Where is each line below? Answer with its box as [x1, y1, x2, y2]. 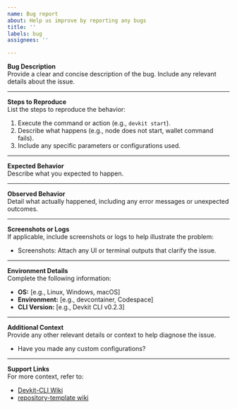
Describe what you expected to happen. [7, 169, 124, 178]
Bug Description [7, 62, 56, 71]
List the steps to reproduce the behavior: [7, 105, 126, 114]
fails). [17, 134, 34, 142]
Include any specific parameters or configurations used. [17, 142, 181, 150]
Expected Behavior [7, 162, 65, 171]
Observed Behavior [7, 190, 66, 198]
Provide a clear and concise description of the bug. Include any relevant [7, 70, 217, 79]
